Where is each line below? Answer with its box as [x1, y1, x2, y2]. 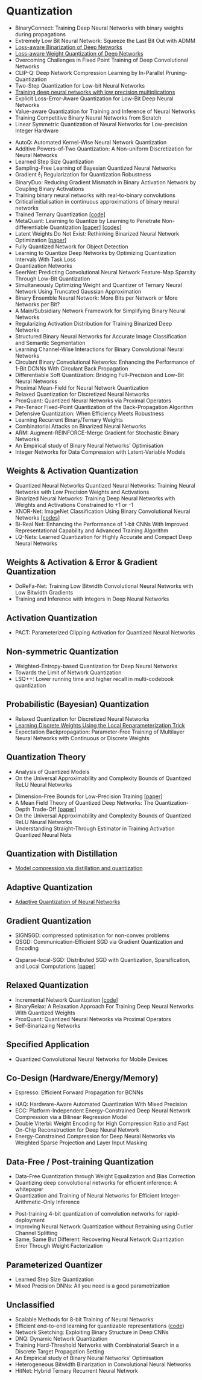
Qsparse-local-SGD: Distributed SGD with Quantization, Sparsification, [14, 956, 191, 964]
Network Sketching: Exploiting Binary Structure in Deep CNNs [14, 1328, 169, 1336]
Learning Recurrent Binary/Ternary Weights [14, 416, 124, 424]
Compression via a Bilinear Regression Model [14, 1114, 128, 1121]
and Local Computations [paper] [14, 962, 96, 970]
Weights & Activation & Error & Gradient [6, 557, 158, 567]
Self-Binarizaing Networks [14, 1022, 81, 1029]
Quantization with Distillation [6, 849, 118, 859]
